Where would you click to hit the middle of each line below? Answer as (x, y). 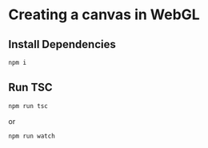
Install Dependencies (62, 44)
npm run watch (32, 136)
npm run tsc (28, 106)
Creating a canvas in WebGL (104, 15)
